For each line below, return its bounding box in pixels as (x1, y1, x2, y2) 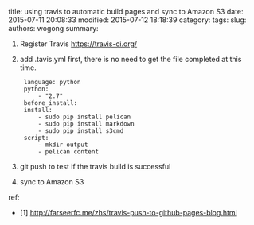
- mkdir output (37, 141, 88, 149)
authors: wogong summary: (8, 24, 99, 33)
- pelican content (37, 148, 100, 156)
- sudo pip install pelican (37, 113, 131, 121)
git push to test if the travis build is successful (19, 162, 171, 171)
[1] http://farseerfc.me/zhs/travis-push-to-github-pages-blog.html (19, 208, 237, 217)
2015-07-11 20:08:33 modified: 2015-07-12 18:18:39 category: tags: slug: (8, 15, 247, 25)
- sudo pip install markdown (37, 120, 135, 128)
